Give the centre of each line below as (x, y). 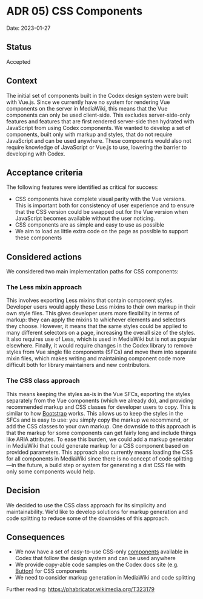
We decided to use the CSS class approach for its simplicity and (86, 505)
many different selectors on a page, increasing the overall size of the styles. (101, 333)
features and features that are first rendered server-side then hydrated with (101, 121)
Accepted (18, 61)
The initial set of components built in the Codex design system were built (97, 95)
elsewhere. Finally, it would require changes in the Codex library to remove (99, 346)
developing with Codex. (36, 154)
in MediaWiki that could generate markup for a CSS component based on (98, 445)
